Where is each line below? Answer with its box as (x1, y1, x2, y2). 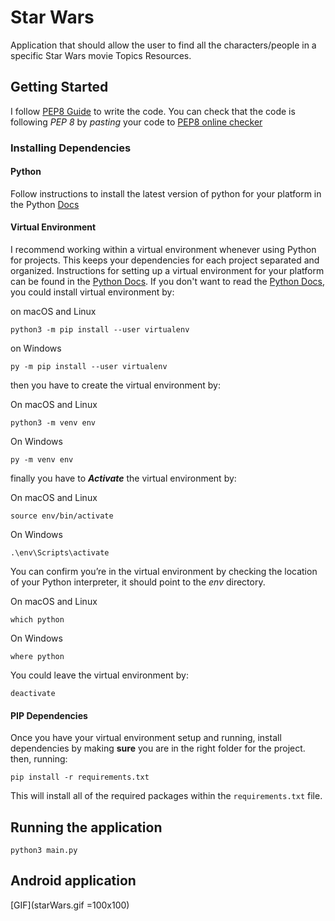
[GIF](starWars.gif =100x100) (10, 899, 130, 911)
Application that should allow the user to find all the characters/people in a (10, 39, 317, 51)
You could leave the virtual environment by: (10, 669, 190, 681)
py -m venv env (10, 455, 74, 465)
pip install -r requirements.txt (10, 772, 150, 783)
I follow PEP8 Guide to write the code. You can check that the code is (10, 105, 296, 117)
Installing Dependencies (10, 141, 132, 155)
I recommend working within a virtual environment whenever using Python (10, 244, 317, 256)
